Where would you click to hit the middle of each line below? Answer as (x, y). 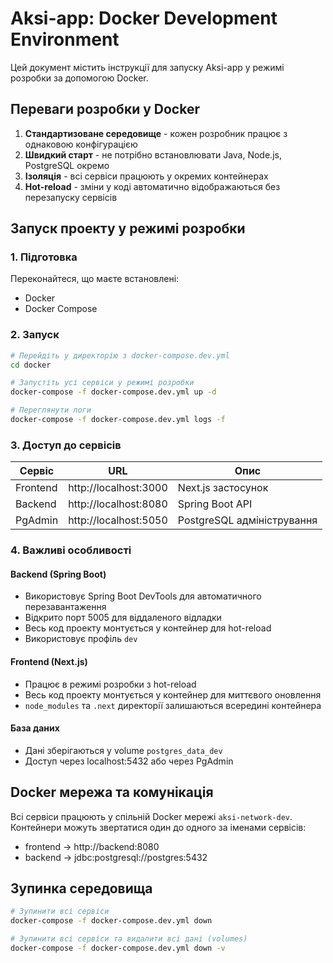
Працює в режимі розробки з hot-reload (110, 684)
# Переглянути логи (51, 410)
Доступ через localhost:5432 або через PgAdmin (129, 761)
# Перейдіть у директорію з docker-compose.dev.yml (120, 355)
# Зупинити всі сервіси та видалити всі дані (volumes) (129, 939)
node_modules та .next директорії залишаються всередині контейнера (173, 705)
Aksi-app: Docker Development (144, 18)
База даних (35, 728)
